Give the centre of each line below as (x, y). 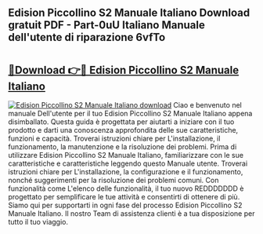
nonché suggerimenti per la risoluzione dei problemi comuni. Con (113, 180)
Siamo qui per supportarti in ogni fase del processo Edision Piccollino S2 (125, 205)
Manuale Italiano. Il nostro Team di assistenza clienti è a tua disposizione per (131, 214)
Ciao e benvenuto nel (208, 105)
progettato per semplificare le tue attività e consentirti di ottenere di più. (124, 197)
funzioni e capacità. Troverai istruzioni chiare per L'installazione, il (114, 138)
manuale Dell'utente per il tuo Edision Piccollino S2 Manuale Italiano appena (130, 113)
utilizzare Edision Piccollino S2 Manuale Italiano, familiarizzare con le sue (126, 155)
